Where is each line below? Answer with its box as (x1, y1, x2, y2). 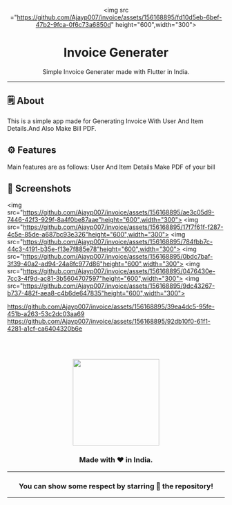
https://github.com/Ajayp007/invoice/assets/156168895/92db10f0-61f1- (7, 318, 211, 326)
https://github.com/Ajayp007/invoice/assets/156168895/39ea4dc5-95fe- (7, 302, 215, 311)
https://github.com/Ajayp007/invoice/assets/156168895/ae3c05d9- (23, 208, 215, 217)
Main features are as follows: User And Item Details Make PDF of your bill (7, 163, 215, 171)
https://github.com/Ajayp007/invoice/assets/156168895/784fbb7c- (23, 238, 213, 246)
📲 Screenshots (7, 183, 72, 194)
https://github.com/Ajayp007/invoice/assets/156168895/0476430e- (23, 267, 215, 275)
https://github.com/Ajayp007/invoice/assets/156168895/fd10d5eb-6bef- (17, 13, 222, 21)
